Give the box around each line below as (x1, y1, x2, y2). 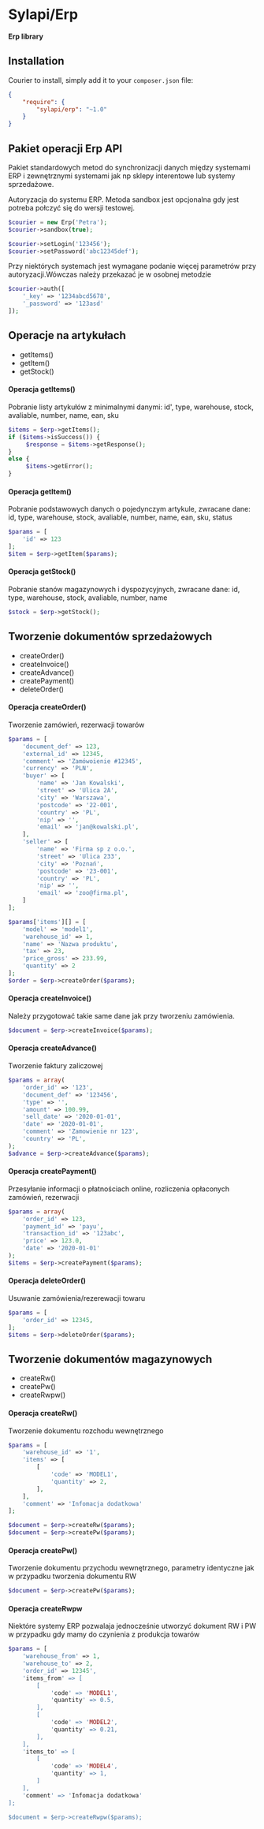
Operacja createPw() (8, 1545, 78, 1555)
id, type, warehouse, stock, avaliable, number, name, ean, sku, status (8, 512, 232, 522)
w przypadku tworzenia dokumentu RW (8, 1571, 136, 1581)
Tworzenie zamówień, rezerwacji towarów (8, 720, 145, 729)
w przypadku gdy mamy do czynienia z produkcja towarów (8, 1630, 200, 1639)
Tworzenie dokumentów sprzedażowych (8, 630, 213, 643)
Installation (8, 54, 65, 68)
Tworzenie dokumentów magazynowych (8, 1352, 213, 1365)
